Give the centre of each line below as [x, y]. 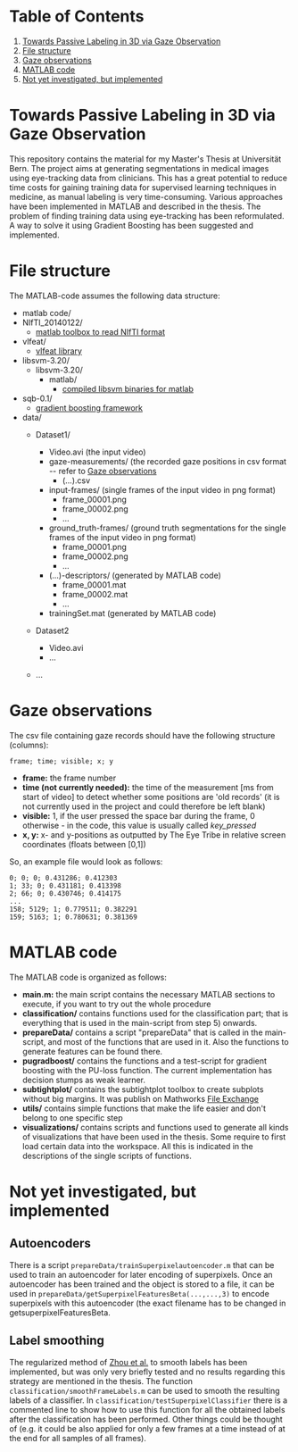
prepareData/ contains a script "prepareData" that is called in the [142, 1032]
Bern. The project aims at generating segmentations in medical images [139, 168]
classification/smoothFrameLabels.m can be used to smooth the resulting [145, 1390]
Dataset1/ [53, 434]
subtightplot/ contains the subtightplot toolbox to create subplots [143, 1089]
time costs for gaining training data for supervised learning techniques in [143, 187]
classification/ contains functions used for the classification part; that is [155, 1013]
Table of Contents [77, 17]
